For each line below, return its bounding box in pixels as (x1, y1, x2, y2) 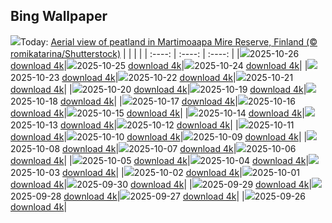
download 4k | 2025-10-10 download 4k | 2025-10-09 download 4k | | (10, 130, 308, 143)
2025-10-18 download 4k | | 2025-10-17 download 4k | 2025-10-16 (10, 95, 296, 107)
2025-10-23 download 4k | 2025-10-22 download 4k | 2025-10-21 (10, 71, 294, 83)
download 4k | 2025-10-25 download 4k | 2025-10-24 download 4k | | (10, 59, 308, 71)
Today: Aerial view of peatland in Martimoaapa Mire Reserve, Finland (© (20, 35, 318, 48)
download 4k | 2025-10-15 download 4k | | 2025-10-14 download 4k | (10, 107, 305, 119)
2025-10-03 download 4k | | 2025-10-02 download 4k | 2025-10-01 (10, 166, 300, 178)
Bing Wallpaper (10, 8, 108, 25)
